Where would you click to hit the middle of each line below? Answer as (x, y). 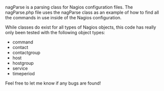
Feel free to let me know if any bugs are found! (53, 83)
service (20, 68)
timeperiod (23, 73)
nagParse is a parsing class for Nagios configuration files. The (69, 7)
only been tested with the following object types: (55, 32)
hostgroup (23, 63)
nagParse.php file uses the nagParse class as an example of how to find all (82, 12)
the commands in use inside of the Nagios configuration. (63, 18)
